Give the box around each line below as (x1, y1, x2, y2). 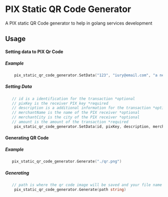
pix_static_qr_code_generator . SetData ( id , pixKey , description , (14, 124, 151, 129)
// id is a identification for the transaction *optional (11, 96, 135, 101)
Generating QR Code (5, 135, 49, 141)
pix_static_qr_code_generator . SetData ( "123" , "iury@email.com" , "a (14, 73, 157, 78)
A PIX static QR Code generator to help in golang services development (5, 20, 152, 26)
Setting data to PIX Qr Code (5, 49, 63, 55)
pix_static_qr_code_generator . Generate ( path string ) (14, 187, 126, 192)
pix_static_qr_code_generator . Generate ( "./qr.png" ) (11, 159, 122, 164)
